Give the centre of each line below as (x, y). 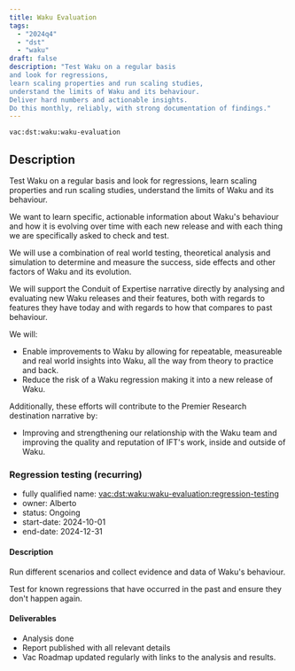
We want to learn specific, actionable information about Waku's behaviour (144, 217)
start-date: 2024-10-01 (64, 522)
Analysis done (48, 638)
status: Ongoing (51, 513)
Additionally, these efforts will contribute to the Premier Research (128, 406)
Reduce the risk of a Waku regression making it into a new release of (147, 380)
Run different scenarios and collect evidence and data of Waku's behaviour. (147, 572)
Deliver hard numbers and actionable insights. (99, 100)
